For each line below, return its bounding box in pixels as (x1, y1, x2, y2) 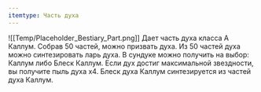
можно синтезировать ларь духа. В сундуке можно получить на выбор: (8, 50, 250, 59)
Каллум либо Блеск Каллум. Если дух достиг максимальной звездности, (8, 58, 254, 68)
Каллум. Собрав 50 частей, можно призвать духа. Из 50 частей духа (8, 41, 241, 51)
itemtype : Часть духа (8, 11, 79, 20)
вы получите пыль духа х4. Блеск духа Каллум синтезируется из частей (8, 66, 252, 75)
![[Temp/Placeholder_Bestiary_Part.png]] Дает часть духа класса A (8, 33, 230, 42)
